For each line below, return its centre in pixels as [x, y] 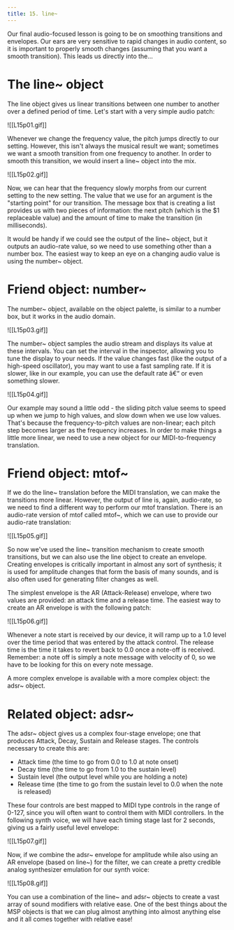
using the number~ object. [45, 261]
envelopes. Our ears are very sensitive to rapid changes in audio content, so [117, 41]
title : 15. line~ [32, 14]
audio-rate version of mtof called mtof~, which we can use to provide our [113, 515]
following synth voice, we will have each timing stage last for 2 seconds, [111, 820]
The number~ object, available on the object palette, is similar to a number [114, 308]
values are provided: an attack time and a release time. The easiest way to [114, 601]
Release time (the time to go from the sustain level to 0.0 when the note [120, 784]
